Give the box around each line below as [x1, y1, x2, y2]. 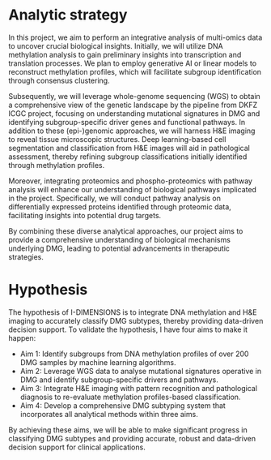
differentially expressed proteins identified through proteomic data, [8, 201, 232, 212]
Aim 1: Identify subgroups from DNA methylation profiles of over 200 [19, 349, 249, 359]
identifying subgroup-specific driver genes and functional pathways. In [8, 117, 246, 127]
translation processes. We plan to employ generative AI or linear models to [8, 58, 257, 68]
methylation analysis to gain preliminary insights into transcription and [8, 49, 242, 59]
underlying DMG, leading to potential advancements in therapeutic [8, 243, 231, 253]
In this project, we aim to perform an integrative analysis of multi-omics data [8, 32, 263, 42]
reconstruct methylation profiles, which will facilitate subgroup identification [8, 67, 261, 76]
